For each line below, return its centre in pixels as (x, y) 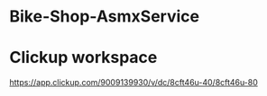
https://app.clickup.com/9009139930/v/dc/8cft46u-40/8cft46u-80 (134, 83)
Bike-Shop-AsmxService (105, 17)
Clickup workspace (83, 58)
